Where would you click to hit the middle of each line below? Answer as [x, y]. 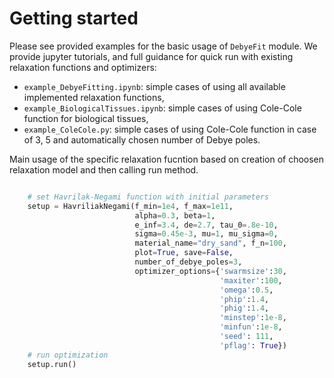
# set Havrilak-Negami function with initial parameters [148, 197]
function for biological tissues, [86, 118]
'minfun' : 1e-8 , [251, 327]
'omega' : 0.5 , [246, 290]
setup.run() [52, 364]
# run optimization [68, 355]
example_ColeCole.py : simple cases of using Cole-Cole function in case [170, 129]
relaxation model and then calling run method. [104, 169]
